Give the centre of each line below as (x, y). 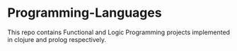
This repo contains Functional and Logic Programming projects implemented (119, 32)
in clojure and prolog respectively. (57, 39)
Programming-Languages (85, 13)
